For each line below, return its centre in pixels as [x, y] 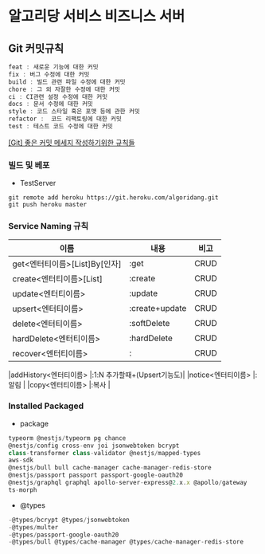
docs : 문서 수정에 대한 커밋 [51, 104]
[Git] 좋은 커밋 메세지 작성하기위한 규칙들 [72, 142]
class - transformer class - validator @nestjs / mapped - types [105, 453]
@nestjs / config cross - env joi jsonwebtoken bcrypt [94, 446]
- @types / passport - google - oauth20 [64, 535]
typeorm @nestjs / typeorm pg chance [67, 438]
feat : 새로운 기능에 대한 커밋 [53, 67]
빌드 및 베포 [29, 165]
